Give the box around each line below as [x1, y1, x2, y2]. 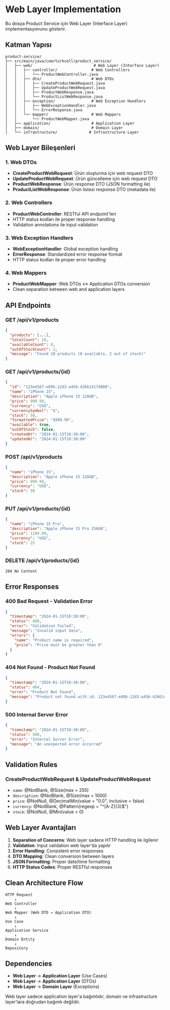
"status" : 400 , [10, 619, 42, 624]
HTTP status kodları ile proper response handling [12, 216, 115, 222]
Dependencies [5, 960, 52, 968]
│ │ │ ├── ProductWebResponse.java [5, 90, 94, 95]
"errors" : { [10, 633, 35, 638]
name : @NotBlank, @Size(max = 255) [12, 787, 89, 793]
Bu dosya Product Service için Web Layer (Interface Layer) [5, 20, 128, 26]
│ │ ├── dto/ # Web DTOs [5, 76, 114, 81]
